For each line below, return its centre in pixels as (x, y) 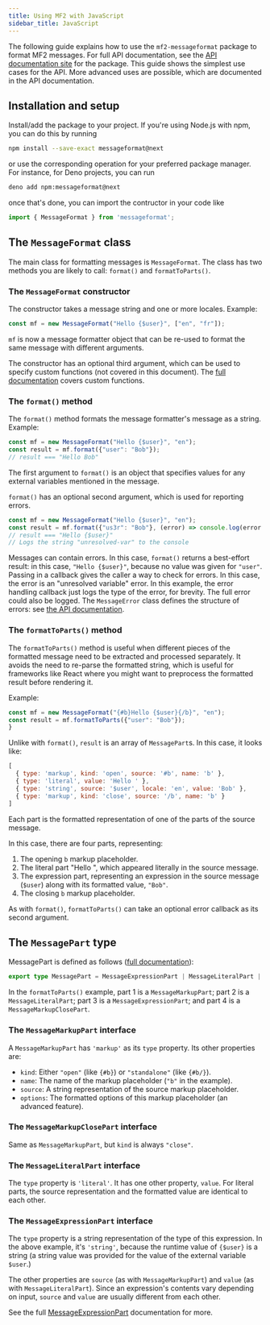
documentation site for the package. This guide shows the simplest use (127, 63)
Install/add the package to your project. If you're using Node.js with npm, (130, 125)
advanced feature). (52, 1106)
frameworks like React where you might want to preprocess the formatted (131, 673)
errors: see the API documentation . (66, 609)
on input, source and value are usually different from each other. (114, 1297)
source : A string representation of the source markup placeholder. (129, 1089)
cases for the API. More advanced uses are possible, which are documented (135, 72)
